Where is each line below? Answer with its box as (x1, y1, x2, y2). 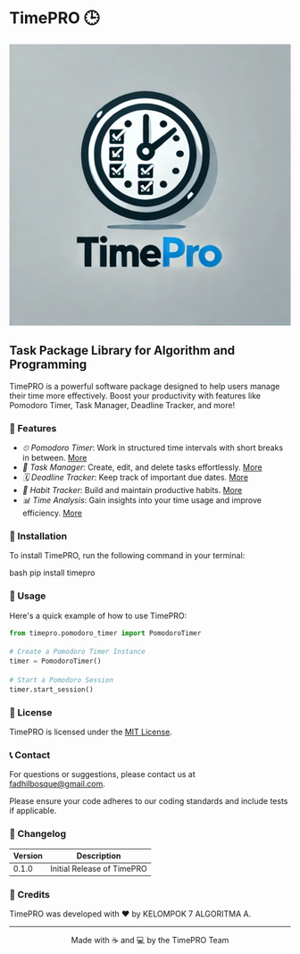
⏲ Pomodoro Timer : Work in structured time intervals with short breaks (21, 442, 284, 453)
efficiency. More (21, 507, 83, 519)
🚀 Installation (9, 530, 68, 542)
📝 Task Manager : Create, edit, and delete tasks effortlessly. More (21, 462, 262, 473)
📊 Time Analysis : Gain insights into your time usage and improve (21, 495, 262, 506)
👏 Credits (9, 888, 51, 900)
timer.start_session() (9, 685, 94, 694)
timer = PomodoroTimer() (9, 657, 102, 666)
